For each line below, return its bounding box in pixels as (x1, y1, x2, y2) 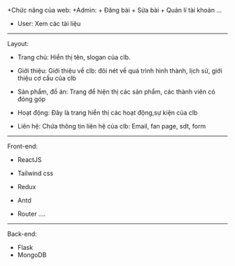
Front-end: (7, 142, 38, 150)
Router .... (17, 209, 46, 218)
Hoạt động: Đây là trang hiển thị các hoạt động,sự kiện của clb (17, 108, 198, 117)
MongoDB (17, 251, 47, 259)
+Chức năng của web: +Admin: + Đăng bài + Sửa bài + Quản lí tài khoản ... (7, 6, 222, 14)
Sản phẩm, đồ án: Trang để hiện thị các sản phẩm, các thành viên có (17, 87, 215, 96)
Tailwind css (17, 169, 54, 177)
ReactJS (17, 156, 42, 163)
